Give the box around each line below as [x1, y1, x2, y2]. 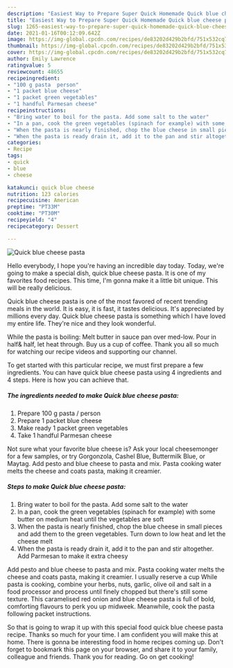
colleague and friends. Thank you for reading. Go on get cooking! [7, 652, 194, 660]
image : [7, 36, 26, 43]
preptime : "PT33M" [7, 203, 60, 210]
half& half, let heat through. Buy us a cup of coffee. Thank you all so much [7, 340, 219, 348]
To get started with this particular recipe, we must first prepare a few [7, 360, 204, 369]
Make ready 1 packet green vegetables [17, 424, 128, 432]
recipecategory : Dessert [7, 223, 79, 230]
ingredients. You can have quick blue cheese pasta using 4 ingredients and [7, 368, 222, 376]
